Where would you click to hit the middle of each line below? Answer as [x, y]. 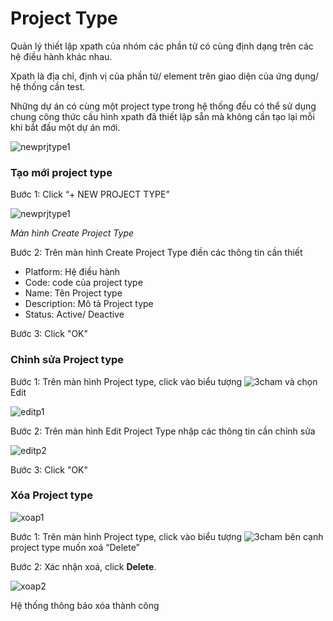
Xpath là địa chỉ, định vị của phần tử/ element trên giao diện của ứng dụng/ [165, 76]
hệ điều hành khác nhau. [61, 56]
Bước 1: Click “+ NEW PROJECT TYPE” [90, 194]
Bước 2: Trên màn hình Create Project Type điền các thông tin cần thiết [156, 253]
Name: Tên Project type [73, 293]
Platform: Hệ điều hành [72, 272]
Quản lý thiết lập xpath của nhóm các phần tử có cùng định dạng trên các [162, 46]
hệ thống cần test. [48, 86]
